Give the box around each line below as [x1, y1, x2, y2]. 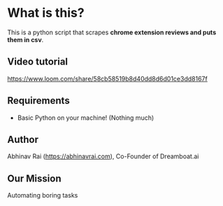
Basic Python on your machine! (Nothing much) [17, 114, 154, 122]
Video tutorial [7, 56, 69, 68]
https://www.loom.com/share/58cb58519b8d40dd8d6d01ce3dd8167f [7, 74, 208, 83]
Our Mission [7, 172, 62, 184]
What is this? [7, 5, 85, 21]
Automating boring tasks [7, 191, 78, 200]
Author [7, 133, 38, 145]
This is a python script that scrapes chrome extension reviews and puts [7, 28, 217, 36]
